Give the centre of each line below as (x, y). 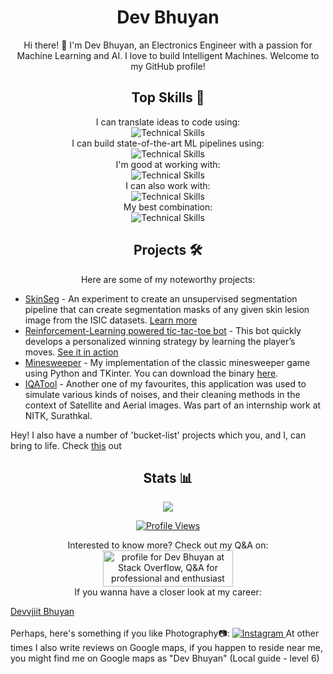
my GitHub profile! (168, 66)
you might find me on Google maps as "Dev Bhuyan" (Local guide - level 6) (165, 658)
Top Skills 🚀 (168, 97)
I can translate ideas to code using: (168, 122)
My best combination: (168, 207)
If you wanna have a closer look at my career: (168, 592)
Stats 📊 (168, 477)
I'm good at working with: (168, 164)
